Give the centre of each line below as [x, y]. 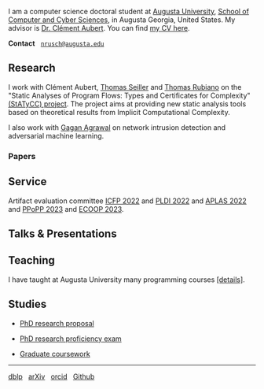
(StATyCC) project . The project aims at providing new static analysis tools [127, 104]
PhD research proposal [57, 323]
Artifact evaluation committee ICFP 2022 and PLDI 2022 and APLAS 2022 [128, 201]
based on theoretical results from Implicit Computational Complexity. [119, 112]
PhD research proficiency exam [70, 339]
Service [27, 182]
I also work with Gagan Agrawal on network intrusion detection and [117, 127]
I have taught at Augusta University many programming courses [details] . [126, 280]
